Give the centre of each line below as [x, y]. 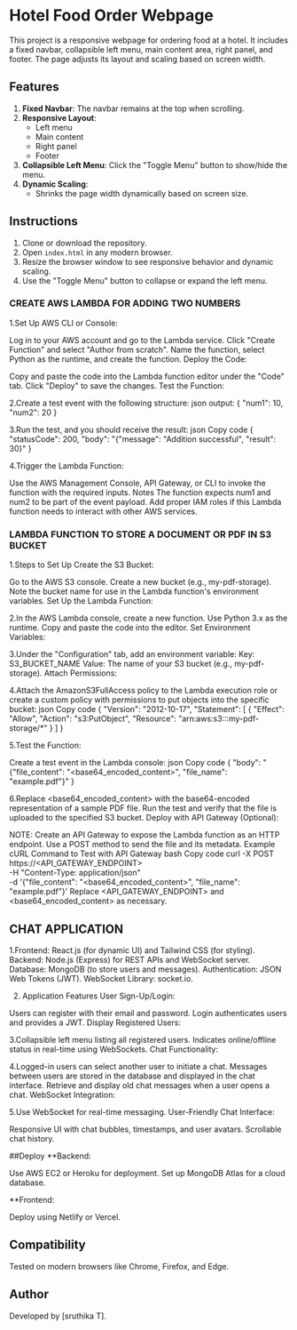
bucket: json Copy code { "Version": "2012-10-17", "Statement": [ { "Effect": [147, 709]
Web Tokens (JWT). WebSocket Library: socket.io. [101, 978]
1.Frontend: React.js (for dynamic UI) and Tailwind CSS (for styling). [132, 950]
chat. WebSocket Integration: [62, 1094]
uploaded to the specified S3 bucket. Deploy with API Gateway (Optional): [144, 818]
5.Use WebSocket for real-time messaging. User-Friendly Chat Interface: [142, 1111]
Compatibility [47, 1245]
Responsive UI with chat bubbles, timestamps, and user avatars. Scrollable [145, 1129]
